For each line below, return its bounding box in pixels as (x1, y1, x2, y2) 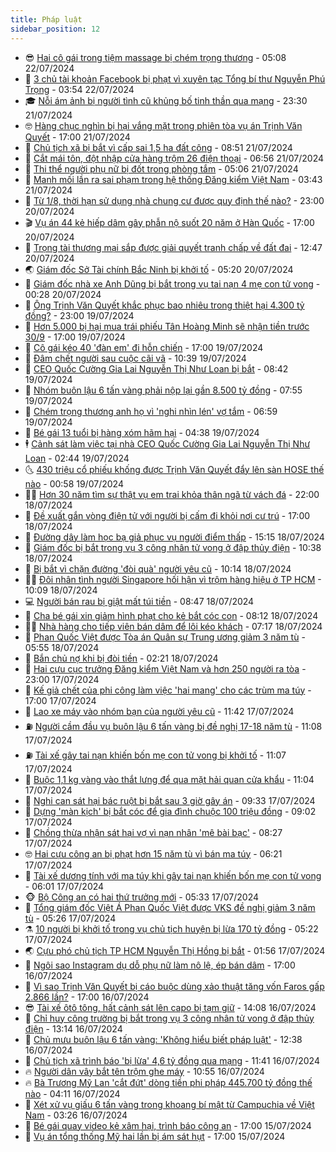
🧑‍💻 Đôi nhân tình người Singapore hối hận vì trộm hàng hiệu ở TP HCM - (24, 573, 322, 585)
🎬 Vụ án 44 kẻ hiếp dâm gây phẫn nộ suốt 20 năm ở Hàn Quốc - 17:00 (24, 216, 315, 228)
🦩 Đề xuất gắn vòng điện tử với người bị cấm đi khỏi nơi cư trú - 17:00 (24, 509, 311, 521)
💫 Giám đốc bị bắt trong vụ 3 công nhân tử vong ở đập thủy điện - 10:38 (24, 541, 322, 553)
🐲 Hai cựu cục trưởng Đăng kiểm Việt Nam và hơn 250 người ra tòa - (24, 662, 307, 675)
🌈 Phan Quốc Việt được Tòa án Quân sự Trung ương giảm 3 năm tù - (24, 631, 306, 643)
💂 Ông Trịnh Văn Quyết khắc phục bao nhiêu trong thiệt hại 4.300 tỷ (24, 299, 305, 311)
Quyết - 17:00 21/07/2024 (24, 131, 131, 143)
